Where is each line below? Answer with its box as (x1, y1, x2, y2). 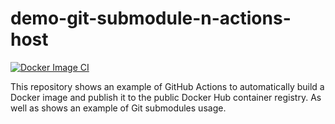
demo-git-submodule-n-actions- (10, 7, 292, 30)
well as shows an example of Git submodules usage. (10, 102, 227, 114)
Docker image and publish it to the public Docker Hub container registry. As (10, 91, 322, 103)
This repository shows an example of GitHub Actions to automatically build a (10, 80, 325, 92)
